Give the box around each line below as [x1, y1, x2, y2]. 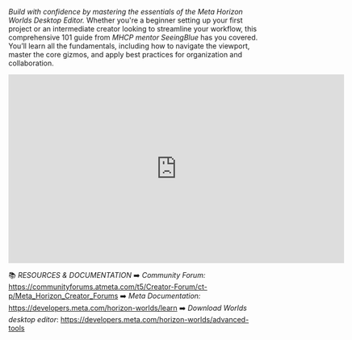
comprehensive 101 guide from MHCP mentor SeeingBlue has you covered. [8, 32, 258, 42]
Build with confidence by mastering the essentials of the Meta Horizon [8, 7, 244, 16]
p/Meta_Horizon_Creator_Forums [8, 291, 119, 300]
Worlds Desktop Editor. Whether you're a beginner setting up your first [8, 15, 243, 25]
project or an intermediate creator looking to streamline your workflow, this [8, 24, 257, 33]
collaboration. [8, 58, 54, 68]
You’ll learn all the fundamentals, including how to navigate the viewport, [8, 41, 250, 51]
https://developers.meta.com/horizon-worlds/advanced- [60, 315, 249, 324]
